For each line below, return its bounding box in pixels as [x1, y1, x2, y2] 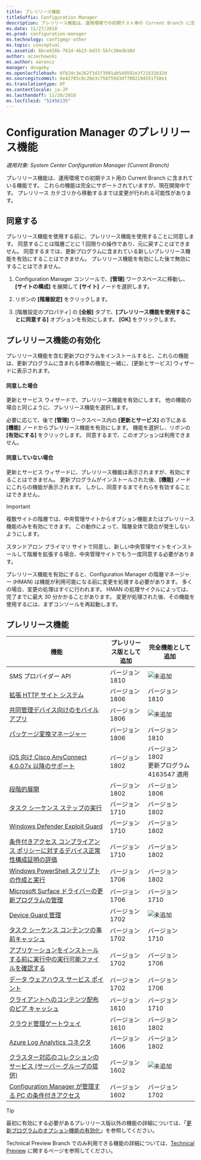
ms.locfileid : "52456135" [6, 98, 71, 104]
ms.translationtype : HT [6, 81, 66, 87]
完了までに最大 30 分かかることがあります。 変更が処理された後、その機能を [6, 593, 195, 600]
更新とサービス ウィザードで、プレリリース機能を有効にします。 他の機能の [6, 396, 192, 404]
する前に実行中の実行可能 [9, 955, 82, 964]
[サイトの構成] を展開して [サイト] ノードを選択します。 [14, 283, 153, 290]
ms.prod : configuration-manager [6, 31, 87, 37]
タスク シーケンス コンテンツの [9, 926, 96, 934]
